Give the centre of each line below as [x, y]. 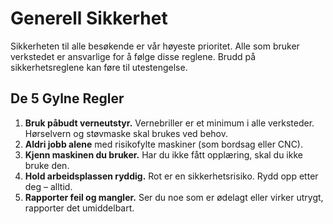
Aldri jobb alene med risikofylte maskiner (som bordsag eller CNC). [164, 144]
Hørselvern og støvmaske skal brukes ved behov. [126, 133]
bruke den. [47, 165]
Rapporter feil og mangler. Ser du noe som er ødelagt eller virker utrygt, [174, 197]
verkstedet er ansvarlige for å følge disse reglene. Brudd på [133, 56]
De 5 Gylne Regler [67, 98]
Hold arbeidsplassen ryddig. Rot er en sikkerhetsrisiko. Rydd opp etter [171, 176]
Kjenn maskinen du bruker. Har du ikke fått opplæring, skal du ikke [163, 154]
